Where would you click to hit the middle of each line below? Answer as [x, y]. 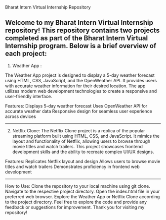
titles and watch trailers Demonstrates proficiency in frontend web [72, 166]
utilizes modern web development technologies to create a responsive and [81, 91]
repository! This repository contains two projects [82, 30]
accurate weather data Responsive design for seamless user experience [79, 111]
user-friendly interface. [29, 96]
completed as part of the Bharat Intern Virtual [77, 38]
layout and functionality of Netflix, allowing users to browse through [81, 141]
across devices [21, 116]
